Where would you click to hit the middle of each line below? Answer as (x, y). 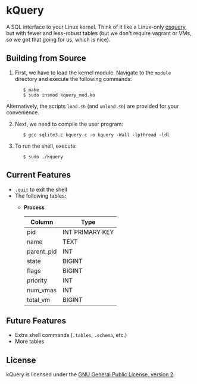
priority (37, 280)
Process (34, 207)
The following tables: (40, 196)
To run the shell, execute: (46, 146)
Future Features (36, 321)
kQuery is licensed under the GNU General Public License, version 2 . (91, 374)
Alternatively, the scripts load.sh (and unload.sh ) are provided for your (93, 106)
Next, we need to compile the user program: (69, 124)
